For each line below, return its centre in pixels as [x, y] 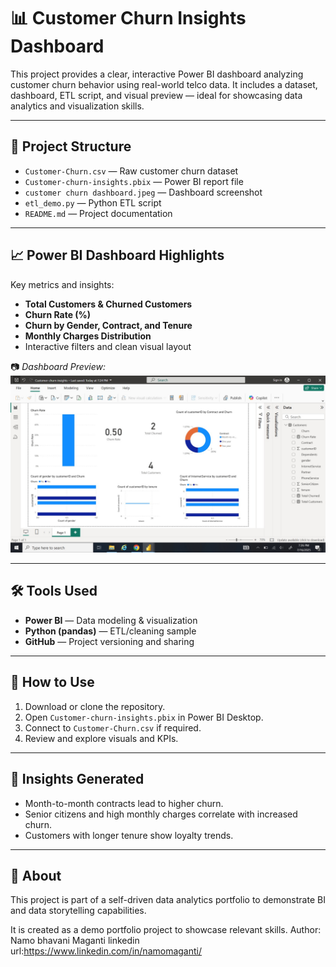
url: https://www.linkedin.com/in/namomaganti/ [106, 951]
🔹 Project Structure [71, 146]
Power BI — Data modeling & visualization [111, 620]
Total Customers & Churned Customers [108, 304]
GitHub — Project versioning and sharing [109, 641]
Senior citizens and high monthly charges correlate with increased [161, 814]
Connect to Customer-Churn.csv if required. [113, 727]
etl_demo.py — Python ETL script [93, 202]
